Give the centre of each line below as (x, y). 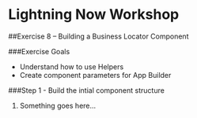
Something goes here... (58, 105)
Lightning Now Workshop (94, 15)
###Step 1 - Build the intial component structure (86, 90)
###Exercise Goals (39, 51)
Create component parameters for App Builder (95, 75)
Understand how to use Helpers (72, 66)
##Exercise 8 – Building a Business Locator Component (98, 36)
